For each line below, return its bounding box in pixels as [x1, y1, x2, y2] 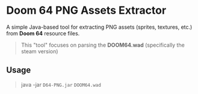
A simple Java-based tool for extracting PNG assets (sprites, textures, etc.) [6, 23, 193, 31]
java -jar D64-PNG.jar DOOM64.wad [20, 81, 101, 88]
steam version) [20, 47, 58, 54]
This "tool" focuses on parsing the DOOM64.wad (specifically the [20, 41, 185, 48]
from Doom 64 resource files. [6, 29, 80, 37]
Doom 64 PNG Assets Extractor [6, 4, 167, 17]
